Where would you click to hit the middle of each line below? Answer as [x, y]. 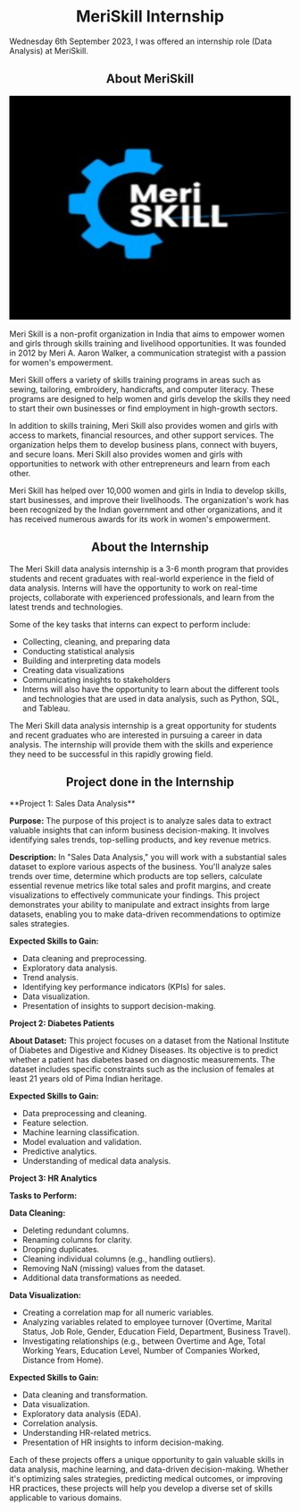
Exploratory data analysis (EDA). [81, 1414]
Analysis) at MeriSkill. [49, 50]
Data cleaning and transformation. [85, 1395]
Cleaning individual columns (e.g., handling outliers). [119, 1259]
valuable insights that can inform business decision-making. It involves [139, 831]
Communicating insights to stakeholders [96, 679]
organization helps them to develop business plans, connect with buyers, [144, 444]
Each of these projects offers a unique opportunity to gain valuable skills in [147, 1460]
